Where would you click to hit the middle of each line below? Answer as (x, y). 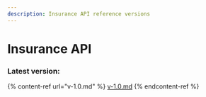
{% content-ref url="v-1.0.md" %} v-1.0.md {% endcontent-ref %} (103, 86)
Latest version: (34, 71)
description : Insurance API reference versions (79, 14)
